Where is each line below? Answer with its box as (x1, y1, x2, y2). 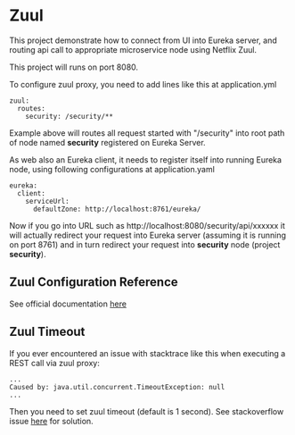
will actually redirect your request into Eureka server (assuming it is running (9, 230, 287, 240)
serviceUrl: (25, 197, 70, 205)
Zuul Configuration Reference (9, 274, 178, 290)
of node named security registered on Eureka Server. (9, 137, 207, 147)
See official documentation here (9, 298, 127, 309)
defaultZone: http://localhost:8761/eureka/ (32, 205, 201, 213)
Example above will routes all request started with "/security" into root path (9, 127, 285, 138)
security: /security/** (25, 112, 114, 121)
